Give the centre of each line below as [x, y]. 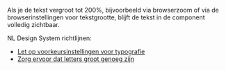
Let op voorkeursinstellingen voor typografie [81, 52]
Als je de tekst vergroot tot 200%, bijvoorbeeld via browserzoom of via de [113, 10]
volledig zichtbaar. [34, 25]
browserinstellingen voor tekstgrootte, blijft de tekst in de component [106, 17]
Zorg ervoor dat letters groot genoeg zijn [75, 59]
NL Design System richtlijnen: [49, 38]
